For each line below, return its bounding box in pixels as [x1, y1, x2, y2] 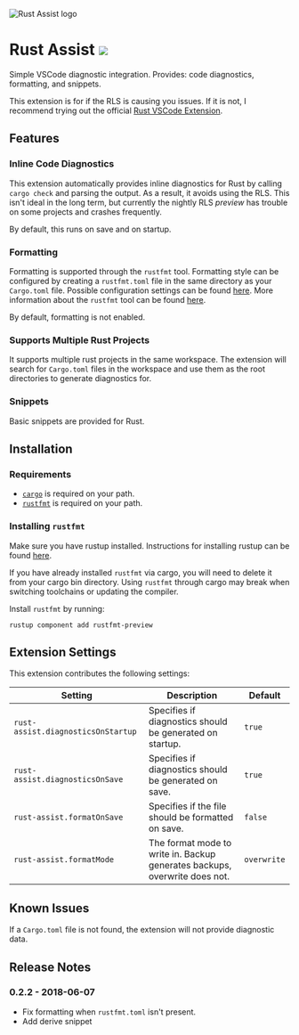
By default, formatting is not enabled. [9, 312, 146, 322]
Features [9, 131, 60, 146]
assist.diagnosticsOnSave [13, 775, 124, 785]
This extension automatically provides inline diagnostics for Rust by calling [9, 178, 283, 189]
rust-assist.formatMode [13, 855, 115, 865]
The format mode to [148, 837, 232, 850]
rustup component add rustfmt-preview [9, 620, 153, 630]
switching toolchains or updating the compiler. [9, 586, 180, 597]
